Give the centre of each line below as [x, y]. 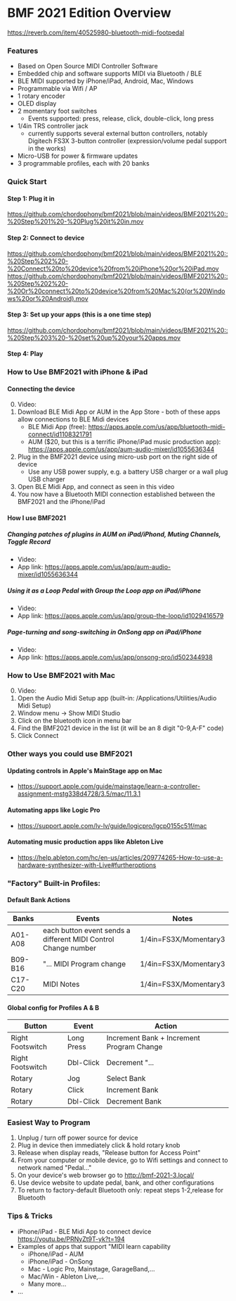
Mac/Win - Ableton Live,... [66, 1276]
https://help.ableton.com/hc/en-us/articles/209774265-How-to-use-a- [120, 857]
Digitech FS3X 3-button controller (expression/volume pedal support [127, 141]
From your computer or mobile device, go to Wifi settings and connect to [123, 1160]
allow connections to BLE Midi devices [73, 419]
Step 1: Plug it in [31, 198]
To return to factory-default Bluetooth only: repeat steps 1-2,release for [120, 1190]
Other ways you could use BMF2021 [70, 754]
